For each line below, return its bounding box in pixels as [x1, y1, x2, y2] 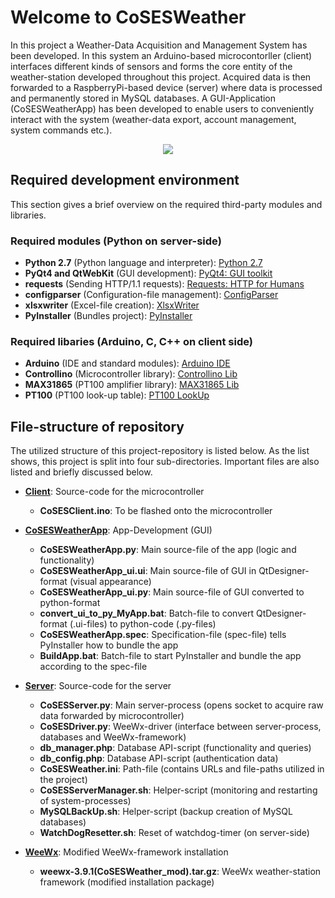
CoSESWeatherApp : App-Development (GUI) [24, 524, 213, 536]
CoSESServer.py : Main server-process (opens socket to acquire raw [39, 699, 324, 711]
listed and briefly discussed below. [10, 466, 153, 478]
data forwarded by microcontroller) [39, 710, 185, 722]
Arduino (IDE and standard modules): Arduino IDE [24, 357, 231, 370]
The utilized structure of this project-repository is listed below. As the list [10, 445, 310, 457]
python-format [39, 597, 101, 609]
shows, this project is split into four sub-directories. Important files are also [10, 456, 320, 468]
